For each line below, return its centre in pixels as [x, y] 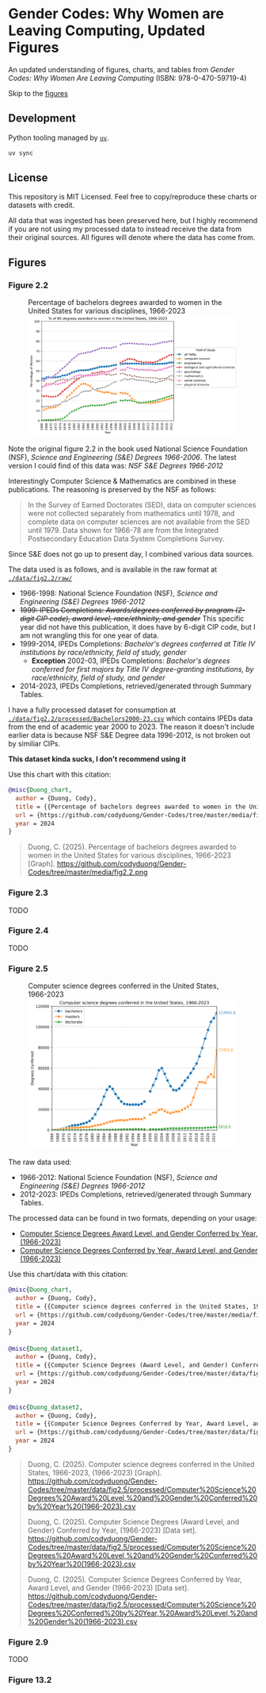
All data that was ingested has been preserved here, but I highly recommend [133, 221]
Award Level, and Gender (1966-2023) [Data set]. [108, 1587]
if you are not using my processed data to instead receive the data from [125, 229]
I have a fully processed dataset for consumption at [92, 710]
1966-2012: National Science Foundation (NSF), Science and [118, 1178]
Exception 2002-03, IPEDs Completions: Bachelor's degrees [131, 661]
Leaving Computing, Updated [107, 31]
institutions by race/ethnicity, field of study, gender [103, 652]
